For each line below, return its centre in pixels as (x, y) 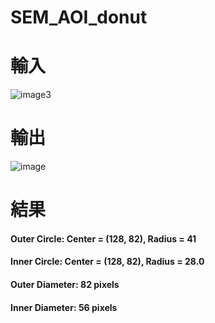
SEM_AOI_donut (79, 17)
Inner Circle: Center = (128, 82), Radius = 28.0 (107, 262)
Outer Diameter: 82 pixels (65, 285)
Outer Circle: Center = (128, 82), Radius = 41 (103, 238)
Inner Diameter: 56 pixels (64, 307)
